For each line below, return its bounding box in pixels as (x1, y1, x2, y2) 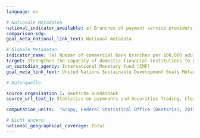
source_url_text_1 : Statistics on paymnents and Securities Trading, (6, 96, 183, 102)
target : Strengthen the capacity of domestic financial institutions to (6, 58, 190, 64)
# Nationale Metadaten (6, 19, 62, 26)
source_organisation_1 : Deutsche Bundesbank (6, 90, 118, 96)
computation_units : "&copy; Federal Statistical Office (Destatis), (6, 106, 183, 113)
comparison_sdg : (6, 30, 46, 36)
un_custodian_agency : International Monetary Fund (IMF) (6, 63, 151, 69)
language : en (6, 8, 39, 15)
